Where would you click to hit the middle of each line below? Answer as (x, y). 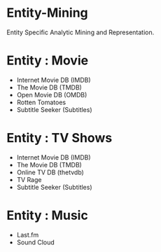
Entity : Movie (48, 61)
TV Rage (29, 179)
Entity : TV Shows (59, 138)
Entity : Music (47, 216)
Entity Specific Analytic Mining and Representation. (80, 32)
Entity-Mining (47, 13)
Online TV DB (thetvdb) (50, 172)
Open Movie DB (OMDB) (52, 94)
